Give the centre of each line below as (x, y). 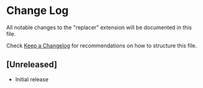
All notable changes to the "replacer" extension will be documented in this (99, 27)
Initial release (32, 79)
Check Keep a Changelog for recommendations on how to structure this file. (102, 46)
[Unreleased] (32, 65)
